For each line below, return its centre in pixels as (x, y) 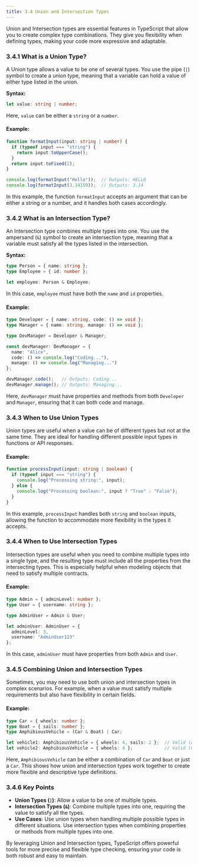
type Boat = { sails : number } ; (46, 726)
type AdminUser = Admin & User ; (46, 615)
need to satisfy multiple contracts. (47, 573)
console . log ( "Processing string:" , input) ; (71, 480)
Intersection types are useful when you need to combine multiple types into (98, 554)
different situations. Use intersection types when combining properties (100, 825)
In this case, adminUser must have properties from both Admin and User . (92, 654)
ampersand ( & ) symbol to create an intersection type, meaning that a (89, 237)
